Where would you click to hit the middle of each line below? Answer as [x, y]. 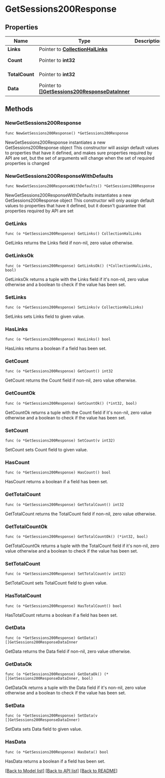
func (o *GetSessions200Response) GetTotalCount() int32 [65, 504]
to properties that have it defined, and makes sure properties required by [79, 153]
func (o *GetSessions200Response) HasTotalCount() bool [63, 606]
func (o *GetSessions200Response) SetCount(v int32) [60, 441]
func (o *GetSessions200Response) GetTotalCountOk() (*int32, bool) [77, 536]
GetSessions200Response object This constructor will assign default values [82, 147]
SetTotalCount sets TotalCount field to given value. [56, 583]
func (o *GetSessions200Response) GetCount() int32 [59, 371]
